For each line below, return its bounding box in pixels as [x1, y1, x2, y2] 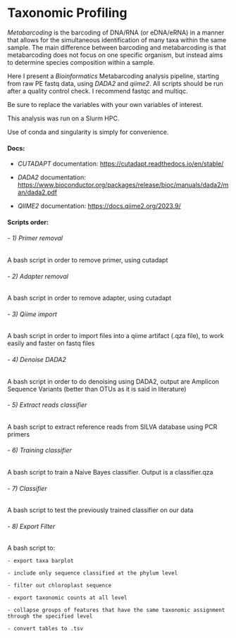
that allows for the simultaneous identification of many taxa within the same [7, 35, 227, 44]
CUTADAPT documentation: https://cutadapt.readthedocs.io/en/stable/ [17, 160, 224, 168]
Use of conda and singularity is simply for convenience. [7, 127, 169, 136]
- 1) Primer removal [7, 234, 63, 242]
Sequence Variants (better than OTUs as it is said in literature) [7, 384, 187, 393]
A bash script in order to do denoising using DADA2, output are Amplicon [7, 377, 220, 385]
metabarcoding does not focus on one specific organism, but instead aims [7, 51, 223, 59]
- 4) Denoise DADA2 [7, 355, 67, 363]
